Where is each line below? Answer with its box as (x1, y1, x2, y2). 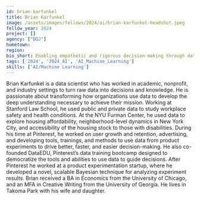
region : (6, 47, 26, 53)
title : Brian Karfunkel (6, 14, 65, 20)
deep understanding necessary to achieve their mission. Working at (6, 99, 172, 106)
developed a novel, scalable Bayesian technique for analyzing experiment (6, 169, 187, 176)
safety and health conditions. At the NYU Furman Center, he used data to (6, 112, 186, 119)
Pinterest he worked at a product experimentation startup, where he (6, 162, 173, 169)
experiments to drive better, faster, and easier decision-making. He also (6, 143, 182, 150)
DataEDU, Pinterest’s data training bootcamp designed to (27, 150, 168, 157)
